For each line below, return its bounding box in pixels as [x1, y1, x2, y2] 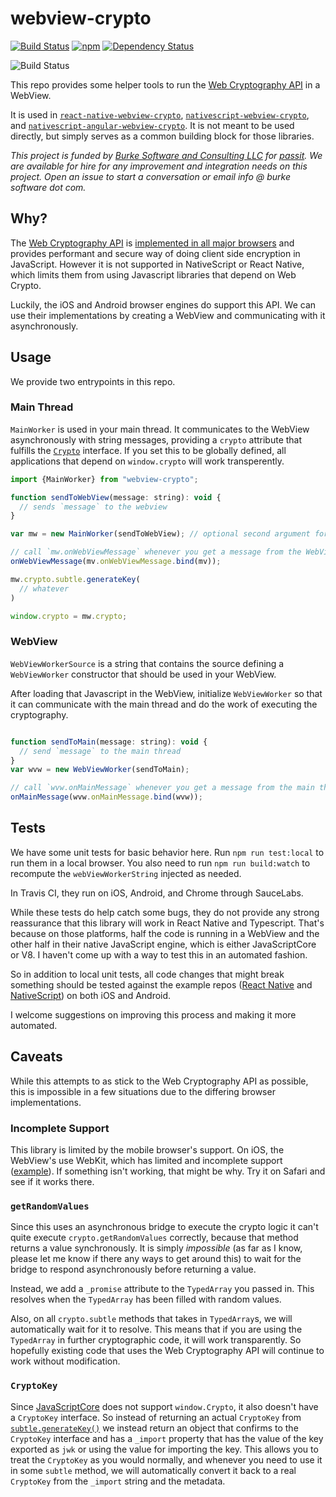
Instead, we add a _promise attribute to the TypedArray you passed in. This [10, 1283, 315, 1295]
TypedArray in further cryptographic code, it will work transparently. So [10, 1334, 302, 1346]
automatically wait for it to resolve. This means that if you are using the [10, 1323, 303, 1336]
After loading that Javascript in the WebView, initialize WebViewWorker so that [10, 687, 323, 699]
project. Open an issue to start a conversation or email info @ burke [10, 170, 291, 182]
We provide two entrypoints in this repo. [10, 375, 176, 387]
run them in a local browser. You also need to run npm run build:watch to [10, 857, 311, 869]
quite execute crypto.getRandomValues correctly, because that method [10, 1232, 299, 1244]
